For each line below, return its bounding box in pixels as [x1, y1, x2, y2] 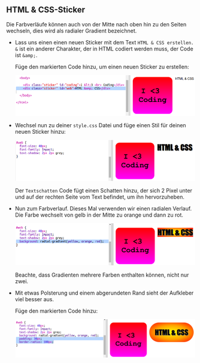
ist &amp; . [14, 51, 38, 59]
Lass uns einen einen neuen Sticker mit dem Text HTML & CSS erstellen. [14, 38, 195, 46]
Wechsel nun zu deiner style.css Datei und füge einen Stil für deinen [14, 122, 187, 129]
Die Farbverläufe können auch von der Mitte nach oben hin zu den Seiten [6, 20, 187, 28]
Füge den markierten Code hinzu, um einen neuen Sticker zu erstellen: [14, 63, 189, 70]
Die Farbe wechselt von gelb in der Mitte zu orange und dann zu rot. [14, 211, 184, 218]
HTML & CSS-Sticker [6, 5, 86, 15]
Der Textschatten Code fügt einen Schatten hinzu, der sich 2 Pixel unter [14, 187, 193, 194]
